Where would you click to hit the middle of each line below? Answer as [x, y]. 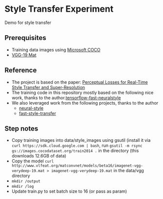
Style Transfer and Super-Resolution [48, 87]
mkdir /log [23, 187]
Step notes [21, 128]
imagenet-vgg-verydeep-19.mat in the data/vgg [98, 171]
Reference [21, 70]
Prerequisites [25, 38]
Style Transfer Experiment [59, 9]
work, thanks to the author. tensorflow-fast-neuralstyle [66, 98]
